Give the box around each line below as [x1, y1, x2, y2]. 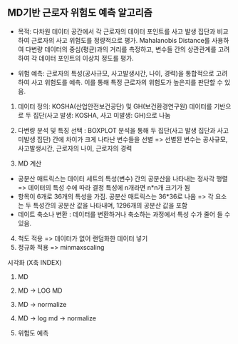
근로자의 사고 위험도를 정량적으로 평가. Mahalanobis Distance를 [31, 36, 210, 44]
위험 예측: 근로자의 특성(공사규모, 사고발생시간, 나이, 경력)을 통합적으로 [17, 69, 215, 77]
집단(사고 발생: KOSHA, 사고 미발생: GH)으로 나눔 [33, 111, 171, 119]
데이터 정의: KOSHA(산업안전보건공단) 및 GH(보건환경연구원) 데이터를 [17, 102, 212, 111]
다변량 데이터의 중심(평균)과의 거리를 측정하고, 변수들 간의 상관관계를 [25, 45, 217, 54]
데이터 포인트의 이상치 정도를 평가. [38, 54, 134, 62]
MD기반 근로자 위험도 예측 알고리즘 [7, 6, 153, 19]
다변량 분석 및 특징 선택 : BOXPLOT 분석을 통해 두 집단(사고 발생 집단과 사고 [17, 126, 229, 134]
